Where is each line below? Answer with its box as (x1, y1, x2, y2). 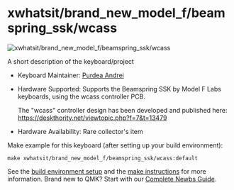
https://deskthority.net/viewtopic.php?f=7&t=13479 (17, 113, 167, 122)
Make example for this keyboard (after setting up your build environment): (7, 140, 223, 150)
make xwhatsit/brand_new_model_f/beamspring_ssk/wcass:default (7, 155, 199, 162)
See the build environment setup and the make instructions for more (7, 167, 207, 175)
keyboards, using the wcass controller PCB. (17, 92, 145, 101)
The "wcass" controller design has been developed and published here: (17, 106, 228, 114)
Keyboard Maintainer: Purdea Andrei (17, 71, 124, 79)
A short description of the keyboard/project (7, 57, 135, 65)
